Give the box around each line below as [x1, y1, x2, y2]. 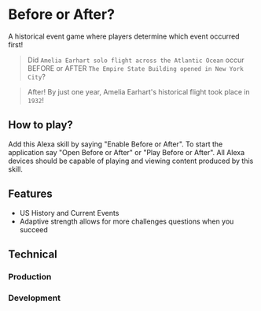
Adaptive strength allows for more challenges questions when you [19, 217, 234, 226]
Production [8, 271, 52, 282]
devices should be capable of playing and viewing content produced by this [8, 156, 254, 165]
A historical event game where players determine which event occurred [8, 31, 240, 41]
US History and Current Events [19, 208, 119, 217]
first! [8, 39, 24, 49]
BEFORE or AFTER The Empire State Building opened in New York [27, 63, 244, 72]
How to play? [8, 118, 73, 131]
